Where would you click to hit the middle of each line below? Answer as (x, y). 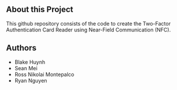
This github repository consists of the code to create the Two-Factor (88, 23)
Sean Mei (26, 68)
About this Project (40, 10)
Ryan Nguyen (31, 80)
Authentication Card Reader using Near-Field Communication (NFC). (88, 30)
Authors (21, 48)
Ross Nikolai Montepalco (44, 74)
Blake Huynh (30, 62)
